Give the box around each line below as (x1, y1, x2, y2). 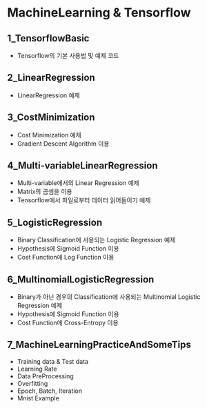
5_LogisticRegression (7, 216, 103, 229)
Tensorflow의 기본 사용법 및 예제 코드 (17, 52, 119, 59)
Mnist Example (17, 394, 60, 402)
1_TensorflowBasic (7, 32, 90, 44)
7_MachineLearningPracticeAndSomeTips (7, 339, 191, 351)
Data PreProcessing (17, 371, 74, 380)
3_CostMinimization (7, 112, 95, 124)
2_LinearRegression (7, 72, 95, 84)
